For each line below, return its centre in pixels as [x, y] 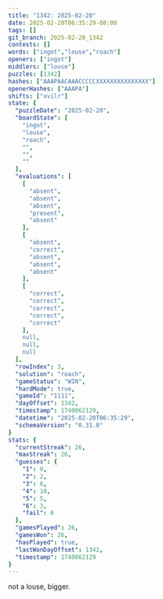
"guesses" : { [36, 462]
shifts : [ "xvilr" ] [38, 96]
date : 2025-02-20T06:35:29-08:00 [63, 23]
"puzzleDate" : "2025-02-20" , [63, 111]
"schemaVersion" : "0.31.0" [59, 425]
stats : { [22, 440]
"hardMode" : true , [45, 389]
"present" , [47, 213]
